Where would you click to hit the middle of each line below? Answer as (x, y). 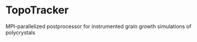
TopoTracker (37, 10)
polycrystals (21, 32)
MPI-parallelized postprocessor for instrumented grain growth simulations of (98, 26)
